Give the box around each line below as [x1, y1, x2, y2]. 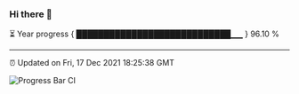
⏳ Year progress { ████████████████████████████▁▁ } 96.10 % [9, 28, 280, 39]
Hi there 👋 [9, 8, 53, 20]
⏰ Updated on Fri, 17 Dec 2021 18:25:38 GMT [9, 58, 175, 68]
